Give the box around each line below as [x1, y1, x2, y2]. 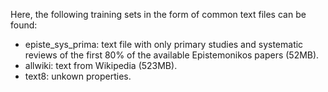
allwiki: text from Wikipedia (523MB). [24, 60, 178, 71]
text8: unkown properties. [24, 70, 132, 82]
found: [10, 19, 38, 31]
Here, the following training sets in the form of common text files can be [10, 9, 307, 20]
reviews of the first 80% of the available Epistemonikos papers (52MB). [24, 49, 320, 61]
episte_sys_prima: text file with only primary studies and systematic [24, 39, 304, 50]
